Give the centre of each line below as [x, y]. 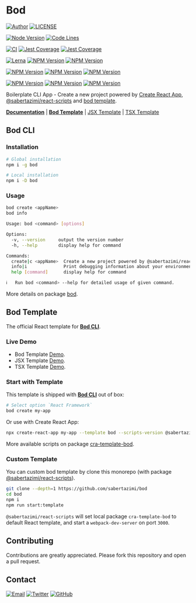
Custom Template [32, 459]
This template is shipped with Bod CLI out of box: [65, 395]
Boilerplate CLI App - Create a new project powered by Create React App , [94, 94]
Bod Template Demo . [40, 354]
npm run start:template [35, 505]
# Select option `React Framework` [49, 405]
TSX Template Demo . [40, 367]
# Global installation [34, 159]
